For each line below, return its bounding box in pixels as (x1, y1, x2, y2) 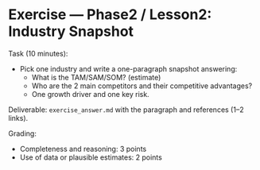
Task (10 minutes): (8, 48, 68, 58)
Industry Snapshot (8, 22, 134, 41)
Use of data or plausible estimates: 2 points (19, 153, 163, 162)
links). (8, 113, 29, 122)
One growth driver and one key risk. (31, 89, 149, 99)
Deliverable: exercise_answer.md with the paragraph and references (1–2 (8, 105, 244, 114)
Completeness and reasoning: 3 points (19, 144, 147, 153)
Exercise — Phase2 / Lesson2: (8, 6, 212, 24)
